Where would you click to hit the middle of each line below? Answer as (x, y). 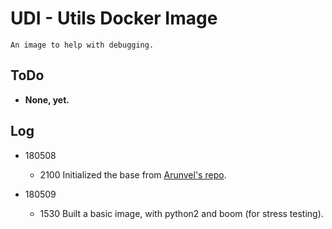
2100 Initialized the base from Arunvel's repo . (133, 174)
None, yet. (47, 99)
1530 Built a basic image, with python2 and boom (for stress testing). (181, 213)
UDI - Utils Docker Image (114, 18)
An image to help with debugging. (82, 45)
